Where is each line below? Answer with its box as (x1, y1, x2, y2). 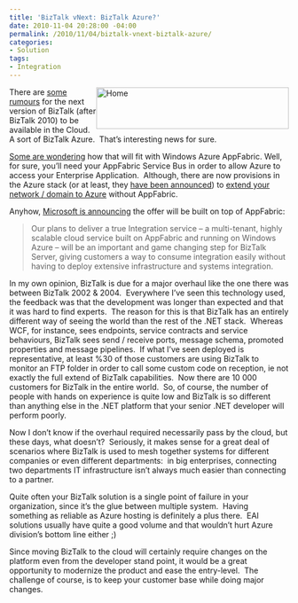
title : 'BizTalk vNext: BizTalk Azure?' (9, 12, 161, 22)
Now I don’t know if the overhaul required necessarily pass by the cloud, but (9, 427, 288, 437)
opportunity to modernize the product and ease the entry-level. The (9, 565, 259, 576)
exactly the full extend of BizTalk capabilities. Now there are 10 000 (9, 372, 257, 382)
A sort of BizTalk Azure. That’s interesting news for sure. (9, 134, 217, 145)
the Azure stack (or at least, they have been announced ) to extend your (9, 179, 271, 190)
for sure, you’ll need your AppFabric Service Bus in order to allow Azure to (9, 161, 281, 171)
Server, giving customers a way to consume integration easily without (30, 251, 286, 262)
